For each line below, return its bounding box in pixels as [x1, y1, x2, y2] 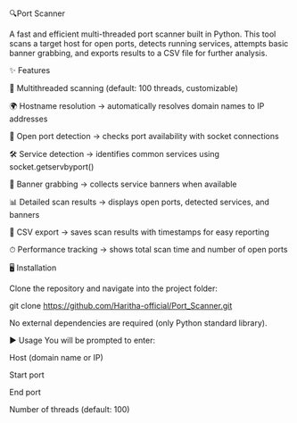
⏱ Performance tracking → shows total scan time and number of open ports [9, 245, 288, 254]
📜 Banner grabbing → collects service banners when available [9, 178, 237, 189]
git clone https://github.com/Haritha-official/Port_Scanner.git [9, 301, 233, 311]
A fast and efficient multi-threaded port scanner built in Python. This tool [9, 29, 276, 39]
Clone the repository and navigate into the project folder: [9, 283, 219, 294]
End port [9, 387, 42, 397]
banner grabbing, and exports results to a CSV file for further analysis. [9, 48, 268, 58]
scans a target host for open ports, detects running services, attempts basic [9, 38, 289, 48]
